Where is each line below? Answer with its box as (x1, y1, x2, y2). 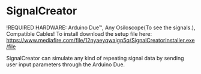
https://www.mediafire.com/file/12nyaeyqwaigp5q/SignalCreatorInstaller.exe (6, 36, 195, 44)
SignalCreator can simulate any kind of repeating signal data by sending (6, 54, 184, 61)
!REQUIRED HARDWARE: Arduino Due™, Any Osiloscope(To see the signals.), (6, 24, 196, 31)
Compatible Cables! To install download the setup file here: (6, 30, 152, 37)
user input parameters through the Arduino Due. (6, 61, 125, 68)
